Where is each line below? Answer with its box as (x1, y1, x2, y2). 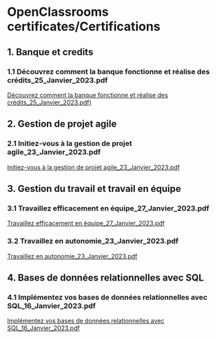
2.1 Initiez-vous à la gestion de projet (7, 139, 132, 149)
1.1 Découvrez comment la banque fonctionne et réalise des (7, 67, 210, 76)
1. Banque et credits (7, 46, 94, 58)
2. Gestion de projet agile (7, 118, 117, 130)
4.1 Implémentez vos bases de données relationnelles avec (7, 292, 208, 302)
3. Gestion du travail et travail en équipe (7, 183, 181, 195)
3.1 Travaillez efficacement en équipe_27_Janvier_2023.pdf (7, 204, 210, 213)
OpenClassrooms (7, 4, 109, 20)
